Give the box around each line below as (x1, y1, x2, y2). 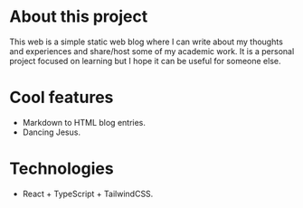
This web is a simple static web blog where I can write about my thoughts (9, 36, 283, 47)
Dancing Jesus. (22, 127, 81, 137)
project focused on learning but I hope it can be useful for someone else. (9, 55, 281, 66)
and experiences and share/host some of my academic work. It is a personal (9, 45, 295, 56)
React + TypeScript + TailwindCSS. (22, 188, 154, 199)
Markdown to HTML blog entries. (22, 117, 147, 128)
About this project (9, 6, 148, 27)
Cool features (9, 88, 114, 108)
